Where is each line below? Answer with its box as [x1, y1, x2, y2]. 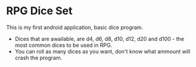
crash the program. [14, 54, 63, 61]
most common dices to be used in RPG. [14, 42, 112, 49]
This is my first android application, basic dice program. [6, 24, 143, 31]
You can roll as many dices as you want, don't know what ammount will [14, 47, 191, 55]
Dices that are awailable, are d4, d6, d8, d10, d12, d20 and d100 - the [14, 35, 184, 42]
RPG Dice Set [6, 4, 73, 18]
